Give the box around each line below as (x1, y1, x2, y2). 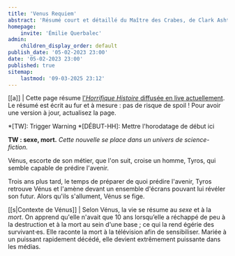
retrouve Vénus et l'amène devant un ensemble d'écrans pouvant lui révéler (8, 185, 226, 193)
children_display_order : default (20, 42, 118, 49)
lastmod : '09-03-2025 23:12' (20, 74, 105, 82)
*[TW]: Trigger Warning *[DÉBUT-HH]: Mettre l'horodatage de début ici (8, 122, 215, 131)
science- (184, 136, 210, 144)
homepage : (8, 23, 37, 30)
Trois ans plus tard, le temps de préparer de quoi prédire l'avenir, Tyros (8, 177, 212, 186)
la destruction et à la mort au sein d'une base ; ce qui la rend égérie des (8, 221, 215, 229)
